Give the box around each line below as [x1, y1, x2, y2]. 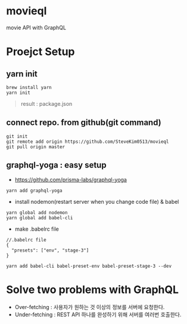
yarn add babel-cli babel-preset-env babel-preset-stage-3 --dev [6, 263, 172, 269]
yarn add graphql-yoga [6, 187, 63, 194]
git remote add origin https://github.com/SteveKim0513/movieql [6, 139, 169, 145]
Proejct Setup [6, 45, 76, 59]
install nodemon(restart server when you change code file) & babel [14, 198, 179, 205]
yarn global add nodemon [6, 209, 68, 216]
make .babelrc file [14, 225, 60, 233]
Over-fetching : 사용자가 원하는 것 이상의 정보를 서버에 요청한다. [14, 303, 165, 310]
